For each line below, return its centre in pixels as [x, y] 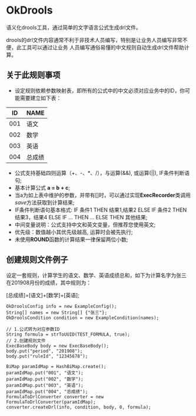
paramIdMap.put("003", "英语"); [45, 385]
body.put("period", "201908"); [44, 351]
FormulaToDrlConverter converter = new [55, 396]
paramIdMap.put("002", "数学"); [45, 379]
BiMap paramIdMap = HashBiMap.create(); [57, 366]
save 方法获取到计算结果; [44, 202]
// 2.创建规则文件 [26, 340]
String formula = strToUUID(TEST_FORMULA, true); [68, 334]
